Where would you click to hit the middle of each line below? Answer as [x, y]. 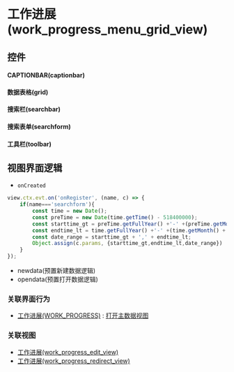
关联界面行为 [29, 299]
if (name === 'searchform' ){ [57, 204]
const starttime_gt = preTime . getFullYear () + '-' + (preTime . [123, 224]
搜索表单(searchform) [39, 126]
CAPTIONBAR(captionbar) [46, 75]
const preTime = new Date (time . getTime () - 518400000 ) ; [115, 217]
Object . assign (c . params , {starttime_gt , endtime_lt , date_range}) [127, 244]
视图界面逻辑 [35, 168]
